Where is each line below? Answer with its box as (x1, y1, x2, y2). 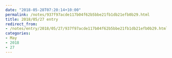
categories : (5, 31, 31, 36)
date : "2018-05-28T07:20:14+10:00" (5, 7, 81, 13)
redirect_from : (5, 21, 38, 27)
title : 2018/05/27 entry (5, 17, 58, 22)
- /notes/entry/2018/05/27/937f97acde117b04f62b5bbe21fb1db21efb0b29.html (5, 26, 168, 31)
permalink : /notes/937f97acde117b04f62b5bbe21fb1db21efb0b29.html (5, 12, 150, 17)
